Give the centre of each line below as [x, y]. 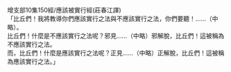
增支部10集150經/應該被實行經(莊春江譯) [64, 10]
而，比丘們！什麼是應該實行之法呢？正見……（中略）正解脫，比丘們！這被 [113, 53]
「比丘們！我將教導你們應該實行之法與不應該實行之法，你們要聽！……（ [110, 19]
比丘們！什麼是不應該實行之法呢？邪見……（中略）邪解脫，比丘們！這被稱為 [116, 36]
